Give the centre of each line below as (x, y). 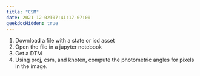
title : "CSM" (23, 12)
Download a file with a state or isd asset (65, 41)
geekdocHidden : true (32, 23)
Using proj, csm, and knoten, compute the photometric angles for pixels (105, 60)
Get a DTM (28, 54)
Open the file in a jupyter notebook (58, 47)
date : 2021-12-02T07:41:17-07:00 (48, 18)
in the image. (31, 66)
